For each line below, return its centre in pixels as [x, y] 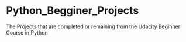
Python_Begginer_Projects [73, 11]
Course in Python [27, 32]
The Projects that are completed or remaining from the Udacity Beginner [93, 26]
